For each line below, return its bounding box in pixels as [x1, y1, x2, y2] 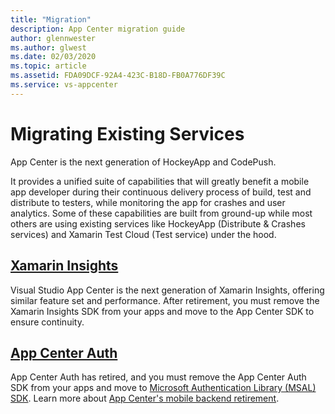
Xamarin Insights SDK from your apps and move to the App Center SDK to [10, 305, 315, 317]
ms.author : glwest [10, 42, 87, 53]
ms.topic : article [10, 61, 87, 71]
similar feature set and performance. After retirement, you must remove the [10, 294, 320, 306]
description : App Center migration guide [10, 24, 186, 34]
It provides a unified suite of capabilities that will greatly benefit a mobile [10, 175, 310, 187]
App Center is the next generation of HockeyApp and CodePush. [10, 156, 277, 168]
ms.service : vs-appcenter [10, 80, 118, 90]
